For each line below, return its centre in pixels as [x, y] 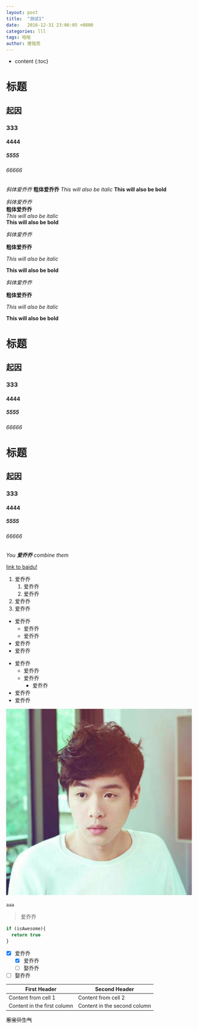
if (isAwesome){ [26, 929]
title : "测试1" [25, 19]
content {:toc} [32, 61]
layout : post [22, 12]
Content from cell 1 [32, 998]
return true [26, 935]
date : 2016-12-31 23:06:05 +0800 [50, 25]
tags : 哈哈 [19, 38]
